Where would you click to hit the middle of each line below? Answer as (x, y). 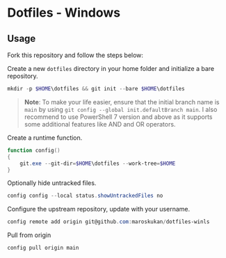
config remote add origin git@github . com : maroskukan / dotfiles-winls (108, 222)
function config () (34, 150)
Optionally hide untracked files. (52, 183)
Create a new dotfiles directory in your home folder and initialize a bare (111, 68)
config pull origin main (43, 248)
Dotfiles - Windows (64, 13)
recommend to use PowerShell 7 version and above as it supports (118, 117)
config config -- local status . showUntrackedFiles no (85, 196)
